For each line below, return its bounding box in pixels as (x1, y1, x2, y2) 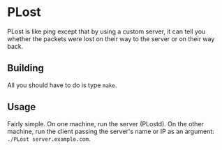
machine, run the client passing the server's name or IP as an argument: (7, 127, 214, 135)
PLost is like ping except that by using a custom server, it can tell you (7, 27, 206, 36)
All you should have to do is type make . (7, 81, 117, 89)
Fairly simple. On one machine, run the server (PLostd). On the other (7, 119, 205, 128)
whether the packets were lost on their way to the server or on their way (7, 34, 215, 43)
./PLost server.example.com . (7, 134, 91, 143)
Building (7, 62, 44, 74)
